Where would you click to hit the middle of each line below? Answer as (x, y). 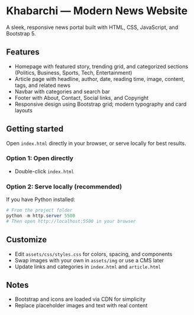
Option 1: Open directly (40, 158)
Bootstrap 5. (21, 33)
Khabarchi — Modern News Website (97, 11)
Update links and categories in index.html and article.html (88, 267)
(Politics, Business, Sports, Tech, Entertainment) (73, 73)
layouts (23, 110)
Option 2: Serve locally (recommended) (64, 186)
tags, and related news (43, 85)
